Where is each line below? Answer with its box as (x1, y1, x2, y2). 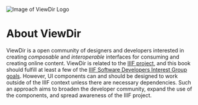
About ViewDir (6, 27, 81, 40)
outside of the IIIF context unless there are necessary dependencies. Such (6, 78, 191, 86)
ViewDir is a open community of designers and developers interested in (6, 46, 184, 54)
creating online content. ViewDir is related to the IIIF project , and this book (6, 59, 191, 66)
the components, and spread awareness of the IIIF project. (6, 91, 152, 99)
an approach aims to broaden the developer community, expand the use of (6, 85, 193, 92)
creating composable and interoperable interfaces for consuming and (6, 53, 180, 60)
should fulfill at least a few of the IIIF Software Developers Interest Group (6, 66, 187, 73)
